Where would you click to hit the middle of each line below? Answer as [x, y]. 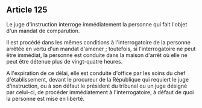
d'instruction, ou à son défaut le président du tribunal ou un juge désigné [97, 86]
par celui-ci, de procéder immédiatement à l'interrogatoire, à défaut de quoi [100, 92]
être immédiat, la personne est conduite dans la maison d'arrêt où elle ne [97, 55]
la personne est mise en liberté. [45, 98]
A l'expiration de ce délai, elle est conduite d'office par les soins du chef [96, 73]
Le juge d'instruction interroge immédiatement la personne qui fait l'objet [97, 24]
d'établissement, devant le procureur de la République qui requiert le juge [97, 79]
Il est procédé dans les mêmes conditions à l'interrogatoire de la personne [99, 42]
